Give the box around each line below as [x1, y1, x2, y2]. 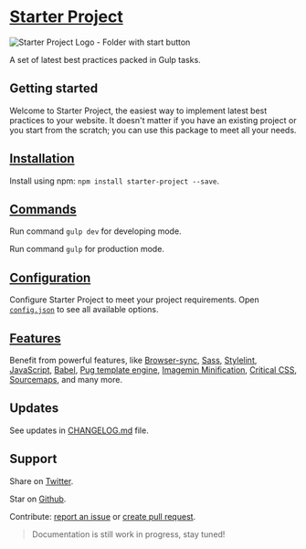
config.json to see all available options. [9, 304, 159, 315]
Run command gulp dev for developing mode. [9, 226, 182, 237]
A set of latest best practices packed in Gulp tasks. [9, 54, 201, 65]
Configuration [9, 269, 91, 285]
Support [9, 451, 58, 467]
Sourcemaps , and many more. [9, 375, 123, 385]
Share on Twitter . [9, 475, 74, 486]
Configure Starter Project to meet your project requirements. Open [9, 294, 259, 305]
